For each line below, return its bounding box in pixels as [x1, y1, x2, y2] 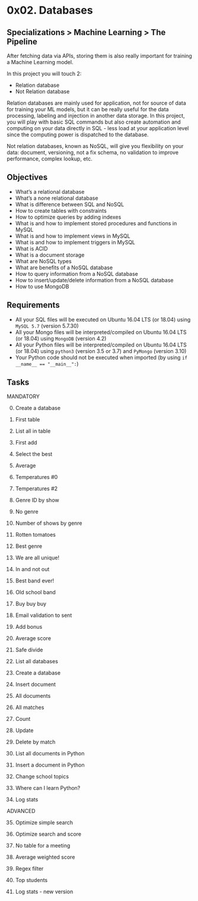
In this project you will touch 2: [7, 70, 82, 77]
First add [15, 439, 37, 446]
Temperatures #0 [15, 474, 58, 481]
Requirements [7, 300, 60, 310]
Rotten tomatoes [15, 531, 56, 538]
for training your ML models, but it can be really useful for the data [7, 106, 169, 113]
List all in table [15, 427, 51, 434]
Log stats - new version [15, 888, 74, 895]
